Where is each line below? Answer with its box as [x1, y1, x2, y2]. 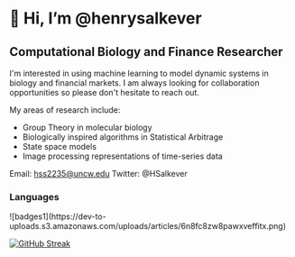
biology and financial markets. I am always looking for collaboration [9, 78, 260, 88]
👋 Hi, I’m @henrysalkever [9, 8, 202, 29]
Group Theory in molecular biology [22, 122, 152, 133]
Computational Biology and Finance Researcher [9, 44, 283, 60]
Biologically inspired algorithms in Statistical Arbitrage [22, 132, 224, 142]
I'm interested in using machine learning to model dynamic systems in [9, 68, 269, 78]
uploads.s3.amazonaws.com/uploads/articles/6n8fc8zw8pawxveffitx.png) [9, 221, 287, 232]
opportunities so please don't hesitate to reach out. [9, 87, 200, 97]
